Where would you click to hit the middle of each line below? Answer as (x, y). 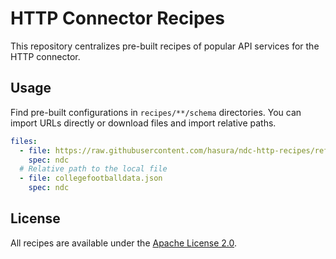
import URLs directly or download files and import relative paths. (143, 123)
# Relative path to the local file (93, 169)
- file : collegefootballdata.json (91, 178)
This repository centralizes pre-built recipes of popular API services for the (165, 46)
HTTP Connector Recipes (117, 18)
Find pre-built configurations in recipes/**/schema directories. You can (156, 112)
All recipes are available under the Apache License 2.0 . (124, 243)
